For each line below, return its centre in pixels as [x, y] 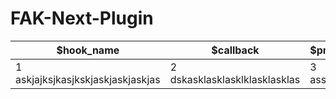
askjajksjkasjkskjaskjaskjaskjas [88, 79]
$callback [235, 50]
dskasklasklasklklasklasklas [235, 79]
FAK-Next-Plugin [82, 18]
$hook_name [88, 50]
